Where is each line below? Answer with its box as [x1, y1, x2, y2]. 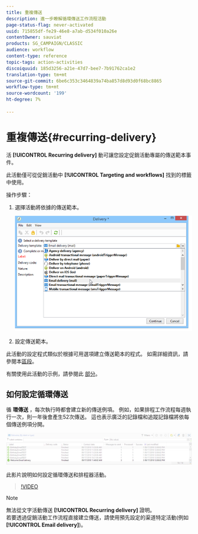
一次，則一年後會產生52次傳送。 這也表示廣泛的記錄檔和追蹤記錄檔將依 [11, 413, 184, 421]
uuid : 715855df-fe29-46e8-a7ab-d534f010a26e [6, 28, 117, 34]
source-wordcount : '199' [6, 90, 67, 97]
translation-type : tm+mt [6, 71, 67, 78]
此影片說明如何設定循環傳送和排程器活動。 [6, 471, 110, 478]
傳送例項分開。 [11, 421, 48, 428]
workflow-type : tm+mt [6, 84, 60, 90]
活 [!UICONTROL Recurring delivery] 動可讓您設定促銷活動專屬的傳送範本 [6, 151, 186, 159]
